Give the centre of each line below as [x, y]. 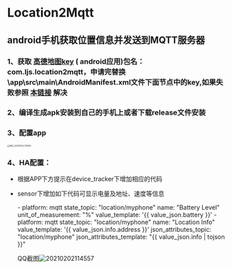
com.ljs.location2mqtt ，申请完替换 [66, 72]
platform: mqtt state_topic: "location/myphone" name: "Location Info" [116, 222]
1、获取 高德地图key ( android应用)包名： [76, 62]
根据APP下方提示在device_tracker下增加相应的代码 [90, 179]
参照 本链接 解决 [41, 93]
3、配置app [27, 133]
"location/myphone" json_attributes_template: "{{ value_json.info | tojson [121, 237]
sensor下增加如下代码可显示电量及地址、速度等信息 [91, 194]
